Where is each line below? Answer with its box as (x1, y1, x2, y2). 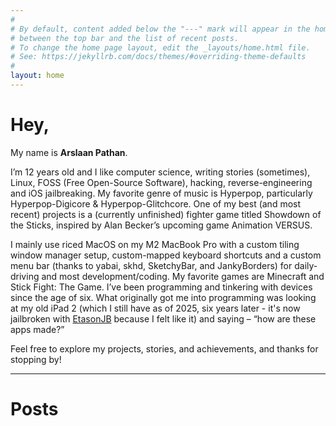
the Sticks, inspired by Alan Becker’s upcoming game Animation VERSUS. (10, 219, 313, 231)
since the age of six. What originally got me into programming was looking (10, 291, 317, 303)
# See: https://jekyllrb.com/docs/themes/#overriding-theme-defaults (10, 52, 307, 62)
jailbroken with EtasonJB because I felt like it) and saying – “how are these (10, 312, 317, 325)
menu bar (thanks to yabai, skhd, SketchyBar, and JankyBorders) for (10, 259, 293, 271)
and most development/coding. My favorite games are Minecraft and (41, 270, 325, 282)
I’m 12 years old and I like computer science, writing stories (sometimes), (10, 166, 311, 178)
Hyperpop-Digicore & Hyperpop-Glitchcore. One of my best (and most (10, 197, 302, 210)
